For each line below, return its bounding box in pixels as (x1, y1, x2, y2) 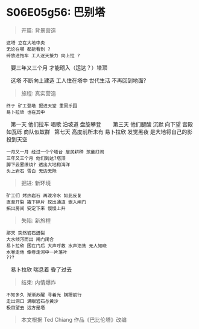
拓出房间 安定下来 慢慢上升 (6, 205, 66, 211)
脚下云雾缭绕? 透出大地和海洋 (6, 161, 71, 168)
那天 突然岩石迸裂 (6, 230, 45, 236)
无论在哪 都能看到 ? (6, 46, 51, 52)
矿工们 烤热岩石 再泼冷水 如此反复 (6, 193, 82, 199)
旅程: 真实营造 (21, 89, 56, 97)
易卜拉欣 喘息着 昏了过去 (10, 266, 72, 273)
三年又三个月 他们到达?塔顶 (6, 155, 66, 161)
